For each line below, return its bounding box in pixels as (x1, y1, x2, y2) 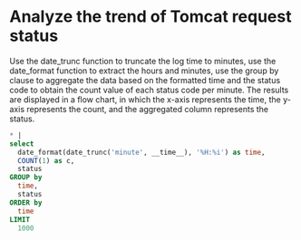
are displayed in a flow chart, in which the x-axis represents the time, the (9, 93, 281, 105)
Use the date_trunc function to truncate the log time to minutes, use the (9, 55, 277, 66)
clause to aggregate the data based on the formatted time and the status (9, 74, 281, 85)
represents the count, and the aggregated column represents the (26, 103, 269, 114)
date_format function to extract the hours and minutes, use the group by (9, 65, 279, 76)
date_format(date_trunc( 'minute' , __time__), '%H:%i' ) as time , (17, 148, 266, 157)
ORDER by (9, 197, 43, 207)
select (9, 139, 34, 149)
